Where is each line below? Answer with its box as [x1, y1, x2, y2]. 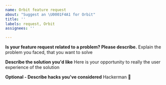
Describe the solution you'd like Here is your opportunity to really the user [5, 59, 161, 65]
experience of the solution [5, 64, 60, 70]
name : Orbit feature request [5, 7, 66, 12]
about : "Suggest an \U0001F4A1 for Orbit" [5, 12, 96, 17]
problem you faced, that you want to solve [5, 49, 93, 55]
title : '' [5, 16, 26, 21]
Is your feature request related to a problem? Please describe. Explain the [5, 44, 161, 50]
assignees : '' [5, 26, 35, 31]
